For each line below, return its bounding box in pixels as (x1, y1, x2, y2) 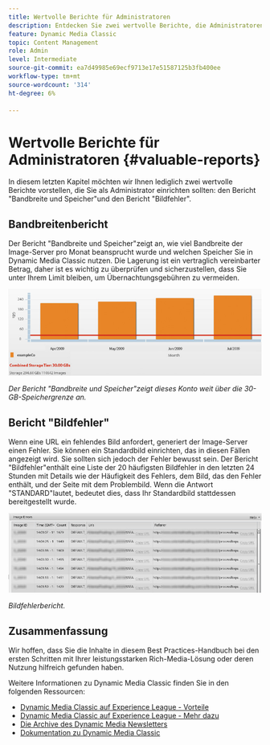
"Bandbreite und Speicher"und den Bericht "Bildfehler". (8, 194, 191, 204)
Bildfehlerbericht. (8, 601, 66, 611)
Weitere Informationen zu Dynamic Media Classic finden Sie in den (8, 677, 229, 687)
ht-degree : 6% (8, 89, 56, 97)
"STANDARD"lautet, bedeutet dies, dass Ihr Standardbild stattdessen (8, 489, 236, 498)
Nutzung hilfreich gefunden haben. (8, 662, 125, 672)
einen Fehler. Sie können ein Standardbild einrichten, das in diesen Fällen (8, 446, 251, 456)
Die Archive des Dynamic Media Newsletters (19, 719, 168, 729)
